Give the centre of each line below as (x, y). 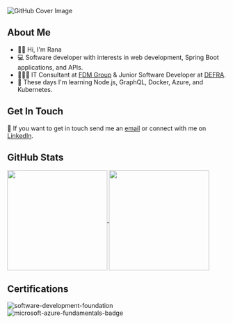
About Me (29, 32)
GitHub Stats (35, 158)
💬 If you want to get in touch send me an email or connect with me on (107, 128)
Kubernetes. (35, 89)
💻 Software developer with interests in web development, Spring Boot (118, 57)
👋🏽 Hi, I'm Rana (39, 49)
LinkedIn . (20, 135)
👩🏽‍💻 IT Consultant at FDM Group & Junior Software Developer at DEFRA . (121, 75)
